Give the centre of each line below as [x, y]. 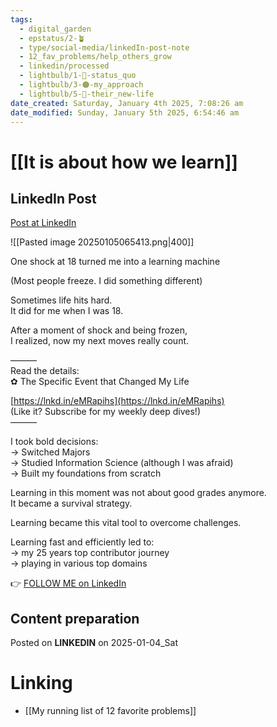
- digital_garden [55, 29]
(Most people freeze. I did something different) [106, 281]
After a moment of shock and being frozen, [99, 330]
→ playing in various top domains [79, 563]
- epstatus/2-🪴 [52, 38]
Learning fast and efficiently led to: [82, 542]
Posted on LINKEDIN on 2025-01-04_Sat [94, 643]
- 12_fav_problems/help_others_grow [95, 57]
